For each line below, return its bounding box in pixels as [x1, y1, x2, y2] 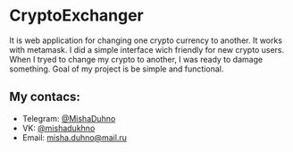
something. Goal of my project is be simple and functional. [9, 63, 224, 74]
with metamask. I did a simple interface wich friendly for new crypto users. [9, 44, 284, 55]
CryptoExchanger [9, 5, 145, 26]
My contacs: [9, 89, 80, 105]
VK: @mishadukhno [21, 122, 96, 133]
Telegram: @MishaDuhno [21, 113, 116, 123]
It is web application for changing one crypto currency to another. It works [9, 35, 283, 46]
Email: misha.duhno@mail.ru [21, 131, 128, 143]
